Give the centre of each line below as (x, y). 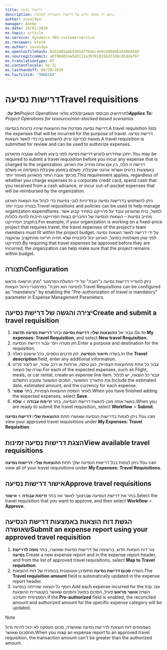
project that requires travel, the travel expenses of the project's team (76, 227)
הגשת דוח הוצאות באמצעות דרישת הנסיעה (69, 522)
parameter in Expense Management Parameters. (55, 297)
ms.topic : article (24, 33)
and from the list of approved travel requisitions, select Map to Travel (83, 560)
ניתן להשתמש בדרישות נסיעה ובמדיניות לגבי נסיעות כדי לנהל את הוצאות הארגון (79, 201)
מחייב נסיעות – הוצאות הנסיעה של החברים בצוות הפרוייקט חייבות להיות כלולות (79, 216)
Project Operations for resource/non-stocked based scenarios (69, 118)
